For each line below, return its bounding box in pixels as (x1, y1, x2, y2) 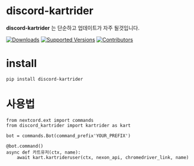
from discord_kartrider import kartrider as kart (6, 122, 131, 128)
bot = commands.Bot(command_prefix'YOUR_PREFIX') (6, 132, 131, 139)
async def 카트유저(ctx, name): (6, 149, 81, 155)
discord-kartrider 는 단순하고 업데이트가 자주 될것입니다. (6, 24, 140, 31)
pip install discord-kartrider (6, 76, 83, 82)
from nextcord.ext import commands (6, 117, 94, 123)
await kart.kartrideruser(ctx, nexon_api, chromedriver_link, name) (17, 154, 189, 160)
